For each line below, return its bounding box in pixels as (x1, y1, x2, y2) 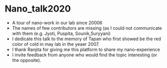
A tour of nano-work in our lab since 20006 (12, 20, 103, 26)
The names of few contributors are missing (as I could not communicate (12, 25, 162, 31)
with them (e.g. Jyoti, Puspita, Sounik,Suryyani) (12, 30, 111, 36)
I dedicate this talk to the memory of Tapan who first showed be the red (12, 36, 161, 42)
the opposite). (12, 57, 41, 63)
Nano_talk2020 (5, 3, 71, 15)
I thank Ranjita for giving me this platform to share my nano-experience (12, 46, 160, 52)
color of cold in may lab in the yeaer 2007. (12, 41, 99, 47)
